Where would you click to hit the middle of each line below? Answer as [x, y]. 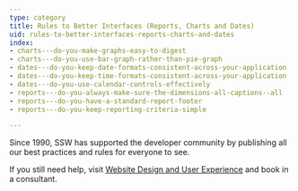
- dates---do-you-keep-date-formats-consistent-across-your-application [148, 68]
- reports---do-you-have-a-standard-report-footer [106, 101]
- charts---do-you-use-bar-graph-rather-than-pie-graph [116, 59]
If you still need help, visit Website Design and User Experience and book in [149, 169]
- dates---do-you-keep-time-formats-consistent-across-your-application [148, 76]
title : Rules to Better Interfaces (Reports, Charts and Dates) [132, 26]
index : [22, 43]
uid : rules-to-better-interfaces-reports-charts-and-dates [122, 34]
